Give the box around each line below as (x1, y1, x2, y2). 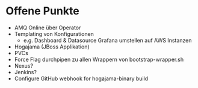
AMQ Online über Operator (14, 24, 81, 31)
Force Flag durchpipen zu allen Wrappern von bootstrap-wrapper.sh (14, 56, 184, 63)
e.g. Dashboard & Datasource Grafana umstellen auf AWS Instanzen (23, 37, 192, 44)
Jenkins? (14, 68, 37, 75)
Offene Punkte (5, 4, 79, 18)
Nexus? (14, 62, 34, 69)
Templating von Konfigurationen (14, 30, 94, 37)
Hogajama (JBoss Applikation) (14, 43, 90, 50)
